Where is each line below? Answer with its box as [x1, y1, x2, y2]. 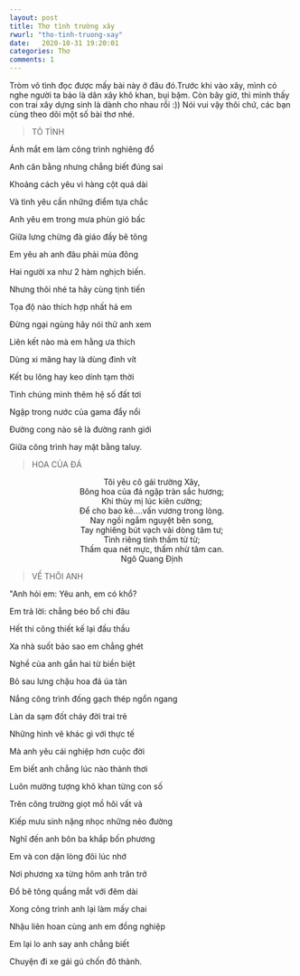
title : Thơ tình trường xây [9, 22, 116, 31]
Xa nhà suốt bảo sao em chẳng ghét [9, 641, 144, 652]
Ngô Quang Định [120, 553, 183, 564]
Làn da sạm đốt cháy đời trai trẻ [9, 711, 128, 721]
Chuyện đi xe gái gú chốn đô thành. [9, 956, 143, 967]
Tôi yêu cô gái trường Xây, [103, 476, 201, 487]
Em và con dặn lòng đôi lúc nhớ [9, 851, 127, 861]
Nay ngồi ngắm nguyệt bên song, [89, 515, 214, 525]
